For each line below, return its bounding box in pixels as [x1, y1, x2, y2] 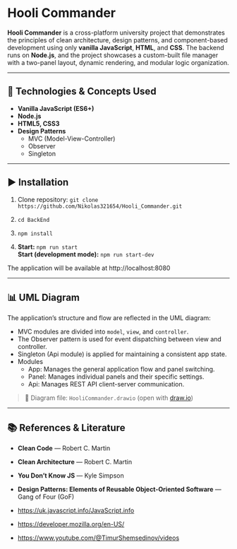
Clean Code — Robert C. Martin [17, 444, 111, 453]
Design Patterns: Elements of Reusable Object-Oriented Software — [17, 485, 221, 494]
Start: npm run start [17, 242, 78, 251]
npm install [17, 230, 53, 237]
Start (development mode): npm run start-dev [17, 249, 154, 259]
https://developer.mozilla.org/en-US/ [17, 520, 125, 529]
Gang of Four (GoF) [17, 492, 75, 501]
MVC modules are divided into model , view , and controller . [17, 327, 189, 336]
